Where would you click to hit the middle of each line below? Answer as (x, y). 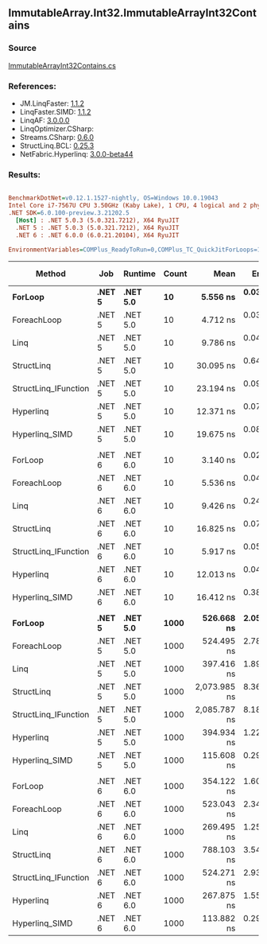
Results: (25, 174)
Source (23, 49)
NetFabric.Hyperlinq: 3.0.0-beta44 (76, 153)
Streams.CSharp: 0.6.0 (56, 137)
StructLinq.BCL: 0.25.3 (57, 146)
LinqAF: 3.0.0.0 (44, 120)
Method (50, 274)
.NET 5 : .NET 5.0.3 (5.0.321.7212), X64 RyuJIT (97, 227)
